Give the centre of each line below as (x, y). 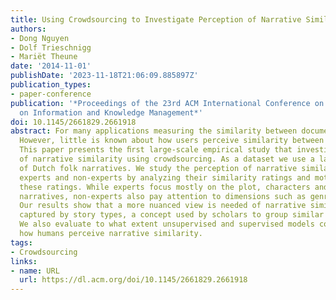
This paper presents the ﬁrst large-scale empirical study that (156, 150)
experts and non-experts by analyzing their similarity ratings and (165, 177)
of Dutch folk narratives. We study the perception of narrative (158, 168)
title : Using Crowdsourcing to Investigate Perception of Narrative (156, 19)
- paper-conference (51, 94)
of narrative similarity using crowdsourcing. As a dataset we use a (167, 159)
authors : (28, 29)
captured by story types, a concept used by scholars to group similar (172, 215)
